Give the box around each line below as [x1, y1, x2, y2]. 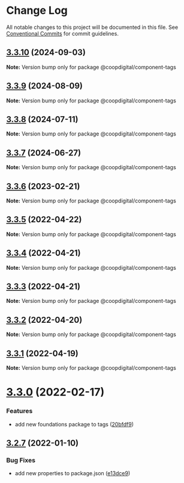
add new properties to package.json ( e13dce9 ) [14, 470, 131, 477]
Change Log [6, 4, 68, 17]
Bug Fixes [6, 456, 36, 464]
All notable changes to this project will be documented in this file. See [6, 23, 179, 31]
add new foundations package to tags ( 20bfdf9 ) [14, 420, 134, 428]
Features [6, 407, 33, 416]
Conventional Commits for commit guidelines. [6, 30, 119, 37]
